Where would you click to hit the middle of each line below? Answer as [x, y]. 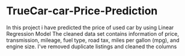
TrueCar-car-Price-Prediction [82, 11]
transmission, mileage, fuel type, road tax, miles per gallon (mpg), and [93, 40]
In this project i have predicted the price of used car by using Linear [90, 27]
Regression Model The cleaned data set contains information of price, [92, 33]
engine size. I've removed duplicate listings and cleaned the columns [92, 46]
